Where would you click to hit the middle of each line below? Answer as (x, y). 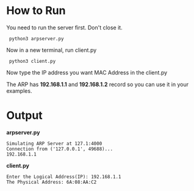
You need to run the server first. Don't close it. (65, 27)
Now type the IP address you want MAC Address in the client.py (87, 72)
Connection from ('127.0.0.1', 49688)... (60, 149)
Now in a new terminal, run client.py (52, 50)
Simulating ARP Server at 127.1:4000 (54, 143)
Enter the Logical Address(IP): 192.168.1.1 (64, 177)
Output (24, 116)
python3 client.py (32, 61)
